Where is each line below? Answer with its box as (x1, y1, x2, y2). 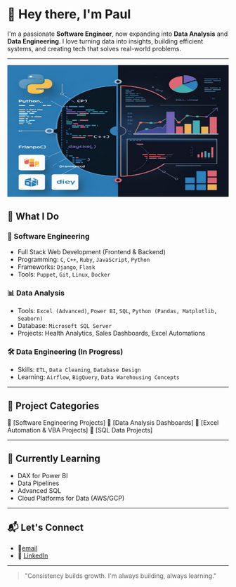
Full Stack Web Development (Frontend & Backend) (17, 247, 166, 256)
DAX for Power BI (17, 471, 68, 480)
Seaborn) (17, 315, 44, 322)
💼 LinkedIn (17, 551, 48, 560)
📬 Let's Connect (7, 522, 84, 534)
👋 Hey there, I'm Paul (7, 6, 131, 22)
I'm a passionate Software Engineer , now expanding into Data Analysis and (7, 29, 228, 38)
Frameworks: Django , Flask (17, 263, 96, 271)
